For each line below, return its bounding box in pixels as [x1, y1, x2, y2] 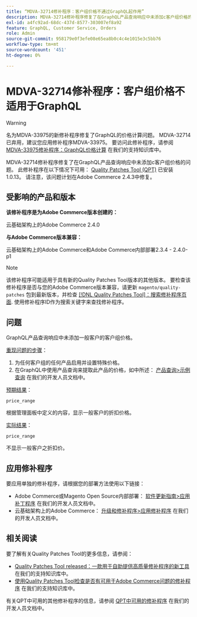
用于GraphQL [16, 99, 81, 112]
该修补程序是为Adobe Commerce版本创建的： [6, 209, 118, 216]
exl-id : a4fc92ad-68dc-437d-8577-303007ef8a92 [6, 19, 122, 25]
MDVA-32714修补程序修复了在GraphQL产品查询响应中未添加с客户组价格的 [6, 158, 186, 165]
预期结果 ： [6, 386, 32, 393]
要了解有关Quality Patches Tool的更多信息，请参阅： [6, 550, 133, 557]
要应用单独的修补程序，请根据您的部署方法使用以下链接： [6, 480, 145, 487]
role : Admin [6, 31, 35, 36]
